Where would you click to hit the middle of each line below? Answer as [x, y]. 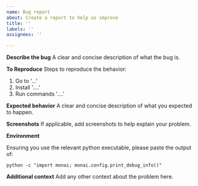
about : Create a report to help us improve [62, 18]
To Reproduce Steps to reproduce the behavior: [66, 69]
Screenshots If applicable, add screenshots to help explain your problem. [99, 124]
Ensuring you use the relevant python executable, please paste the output [99, 148]
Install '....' [28, 88]
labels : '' [20, 29]
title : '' [19, 23]
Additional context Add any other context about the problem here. [90, 177]
